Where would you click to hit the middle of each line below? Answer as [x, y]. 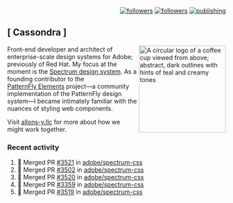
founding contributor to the [46, 79]
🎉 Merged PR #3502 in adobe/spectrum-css [80, 170]
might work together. [37, 129]
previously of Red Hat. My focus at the [62, 64]
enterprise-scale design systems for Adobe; [70, 56]
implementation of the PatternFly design [64, 93]
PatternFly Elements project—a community [68, 86]
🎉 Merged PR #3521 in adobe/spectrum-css [80, 163]
